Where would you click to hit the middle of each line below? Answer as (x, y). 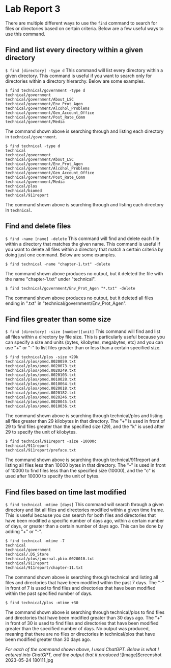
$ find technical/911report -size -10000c (51, 442)
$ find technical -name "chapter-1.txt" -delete (58, 264)
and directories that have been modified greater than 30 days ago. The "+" (84, 618)
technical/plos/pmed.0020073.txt (41, 366)
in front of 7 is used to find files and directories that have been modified (80, 588)
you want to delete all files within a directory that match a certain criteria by (84, 249)
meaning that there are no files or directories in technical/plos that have (80, 634)
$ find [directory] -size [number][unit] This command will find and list (83, 331)
